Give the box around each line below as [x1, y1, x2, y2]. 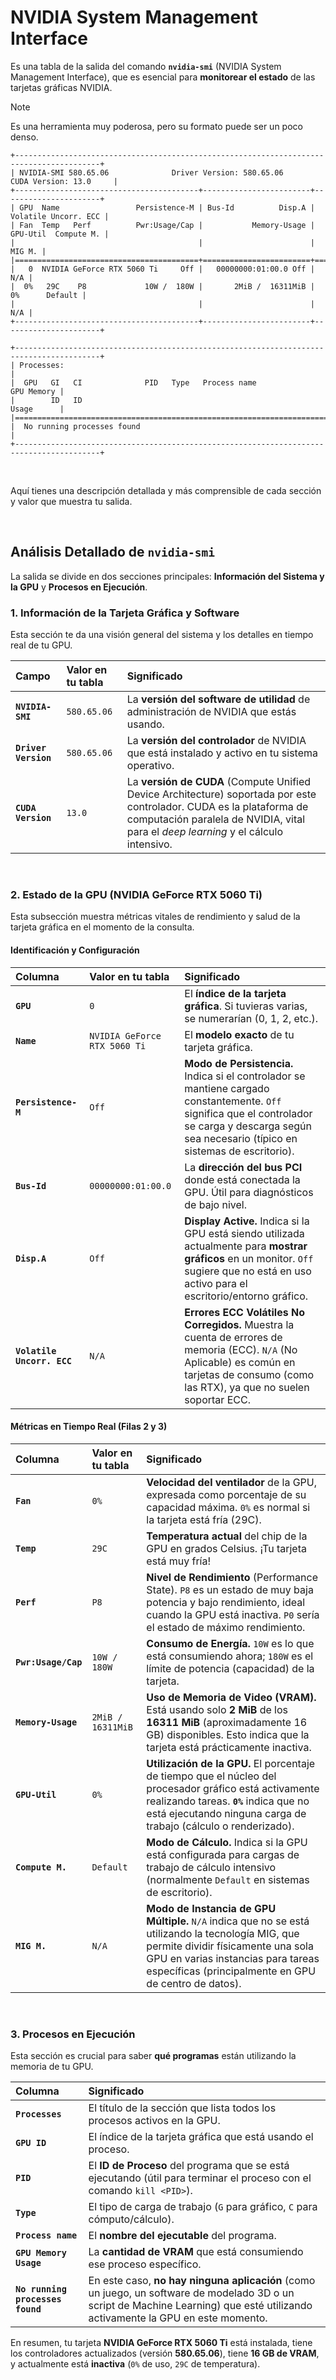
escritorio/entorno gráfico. [184, 1289, 309, 1303]
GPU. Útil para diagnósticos [184, 1185, 314, 1199]
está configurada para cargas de [146, 1847, 300, 1861]
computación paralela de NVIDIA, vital [126, 812, 306, 826]
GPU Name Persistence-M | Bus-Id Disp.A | [19, 202, 315, 213]
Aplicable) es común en [184, 1355, 296, 1369]
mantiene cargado [184, 1081, 270, 1095]
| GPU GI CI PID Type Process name [10, 377, 257, 388]
